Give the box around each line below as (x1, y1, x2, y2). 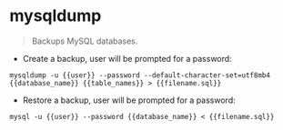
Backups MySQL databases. (31, 35, 138, 46)
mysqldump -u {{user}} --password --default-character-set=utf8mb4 (9, 70, 271, 80)
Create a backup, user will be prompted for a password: (22, 53, 232, 64)
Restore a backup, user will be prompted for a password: (22, 95, 236, 105)
